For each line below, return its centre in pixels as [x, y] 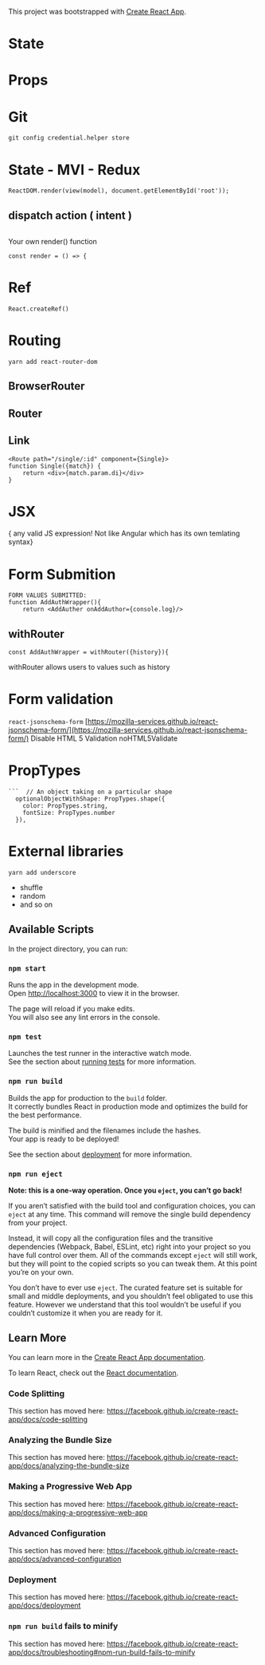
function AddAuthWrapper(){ [55, 603]
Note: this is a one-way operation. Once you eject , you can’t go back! [125, 1190]
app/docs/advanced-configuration [65, 1559]
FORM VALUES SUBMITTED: [48, 595]
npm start [27, 968]
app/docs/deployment [45, 1606]
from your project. [38, 1223]
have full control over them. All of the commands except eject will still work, [133, 1256]
